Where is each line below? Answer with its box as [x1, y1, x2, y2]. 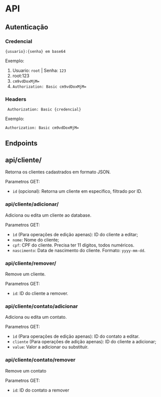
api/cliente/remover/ [5, 260, 56, 266]
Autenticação [5, 23, 48, 31]
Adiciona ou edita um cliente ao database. [5, 212, 92, 218]
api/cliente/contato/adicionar [5, 302, 78, 309]
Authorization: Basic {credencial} [7, 107, 81, 112]
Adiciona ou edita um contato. [5, 314, 67, 320]
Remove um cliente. [5, 271, 46, 277]
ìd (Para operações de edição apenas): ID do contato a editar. [12, 333, 140, 339]
